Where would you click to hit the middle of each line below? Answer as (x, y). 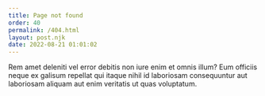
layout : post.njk (37, 37)
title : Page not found (46, 15)
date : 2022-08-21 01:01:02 (53, 45)
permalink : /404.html (44, 30)
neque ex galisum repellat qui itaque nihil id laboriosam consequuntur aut (128, 76)
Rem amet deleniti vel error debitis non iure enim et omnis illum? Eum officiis (133, 67)
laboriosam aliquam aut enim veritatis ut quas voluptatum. (103, 84)
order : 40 (25, 23)
